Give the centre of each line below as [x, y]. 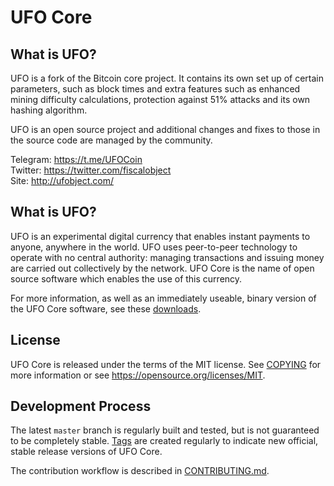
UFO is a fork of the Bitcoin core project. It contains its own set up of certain [167, 78]
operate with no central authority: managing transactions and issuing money [167, 257]
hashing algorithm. [49, 110]
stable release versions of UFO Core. [86, 452]
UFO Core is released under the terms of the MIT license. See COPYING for [166, 364]
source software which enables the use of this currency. [126, 278]
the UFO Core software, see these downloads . [106, 308]
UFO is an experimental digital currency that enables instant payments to [160, 236]
